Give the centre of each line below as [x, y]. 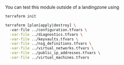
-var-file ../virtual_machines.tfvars [50, 58]
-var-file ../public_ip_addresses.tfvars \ [55, 53]
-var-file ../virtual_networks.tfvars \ [52, 48]
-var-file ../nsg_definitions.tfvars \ [51, 44]
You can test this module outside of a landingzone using [62, 7]
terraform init [21, 16]
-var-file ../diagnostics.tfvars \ [46, 34]
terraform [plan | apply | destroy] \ [41, 25]
